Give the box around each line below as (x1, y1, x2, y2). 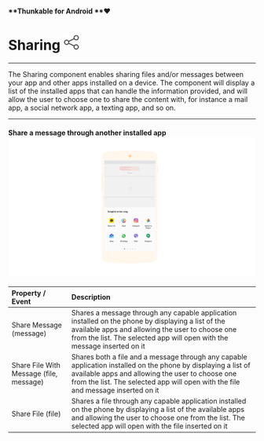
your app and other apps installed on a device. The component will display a (8, 78, 255, 87)
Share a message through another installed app (8, 128, 167, 137)
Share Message (11, 320, 63, 330)
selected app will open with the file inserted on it (71, 421, 228, 431)
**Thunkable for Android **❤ (8, 6, 112, 16)
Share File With (11, 361, 61, 370)
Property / (11, 288, 46, 297)
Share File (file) (11, 409, 61, 418)
